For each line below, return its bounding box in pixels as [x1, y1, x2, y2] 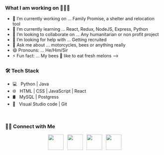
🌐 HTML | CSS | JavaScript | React [12, 88, 86, 94]
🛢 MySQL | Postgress [12, 94, 59, 100]
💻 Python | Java [12, 81, 49, 87]
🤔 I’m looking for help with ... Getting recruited [12, 37, 107, 43]
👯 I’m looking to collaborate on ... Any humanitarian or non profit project [12, 32, 159, 38]
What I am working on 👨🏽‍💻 [5, 4, 71, 11]
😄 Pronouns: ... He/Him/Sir [12, 47, 68, 53]
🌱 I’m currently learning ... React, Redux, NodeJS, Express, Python [12, 26, 148, 32]
